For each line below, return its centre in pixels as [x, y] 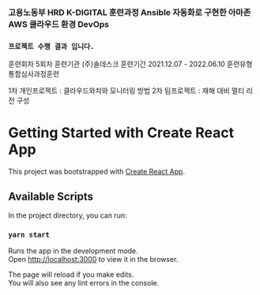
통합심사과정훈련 [34, 74]
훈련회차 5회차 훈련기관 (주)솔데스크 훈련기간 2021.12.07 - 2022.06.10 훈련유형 [130, 64]
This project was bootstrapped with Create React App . [97, 172]
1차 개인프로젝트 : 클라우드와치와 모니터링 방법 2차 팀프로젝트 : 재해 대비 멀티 [126, 91]
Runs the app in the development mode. [73, 251]
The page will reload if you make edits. [71, 274]
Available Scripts [51, 196]
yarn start [29, 235]
